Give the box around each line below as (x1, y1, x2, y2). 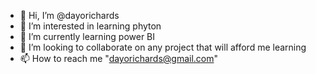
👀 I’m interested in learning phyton (19, 20, 162, 32)
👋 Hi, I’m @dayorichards (19, 10, 120, 21)
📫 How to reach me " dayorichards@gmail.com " (19, 53, 219, 64)
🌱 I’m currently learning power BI (19, 31, 156, 42)
